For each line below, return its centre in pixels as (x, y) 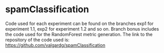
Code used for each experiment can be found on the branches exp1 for (79, 23)
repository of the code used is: (37, 40)
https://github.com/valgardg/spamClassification (55, 45)
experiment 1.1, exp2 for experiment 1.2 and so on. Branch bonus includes (82, 29)
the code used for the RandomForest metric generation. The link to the (79, 34)
